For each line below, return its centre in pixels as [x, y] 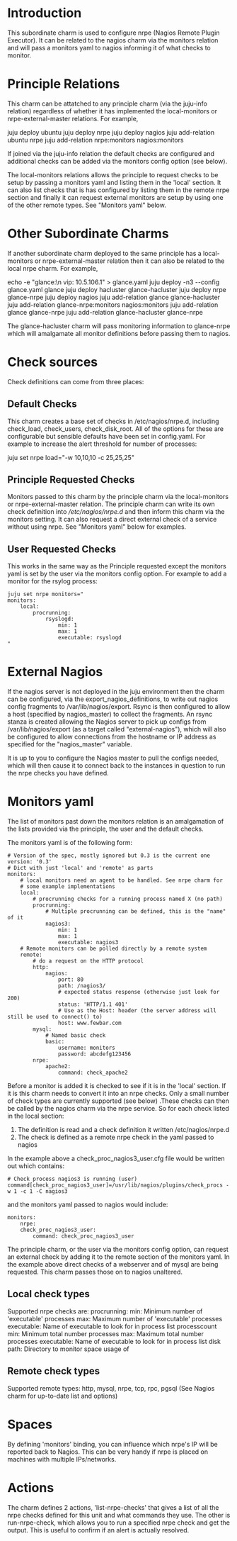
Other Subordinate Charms [88, 234]
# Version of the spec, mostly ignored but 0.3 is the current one [109, 856]
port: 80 [70, 980]
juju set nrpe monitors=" [45, 594]
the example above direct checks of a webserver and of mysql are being [113, 1265]
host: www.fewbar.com [89, 1023]
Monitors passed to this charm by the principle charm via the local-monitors [118, 497]
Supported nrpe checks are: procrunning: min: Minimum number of [105, 1311]
